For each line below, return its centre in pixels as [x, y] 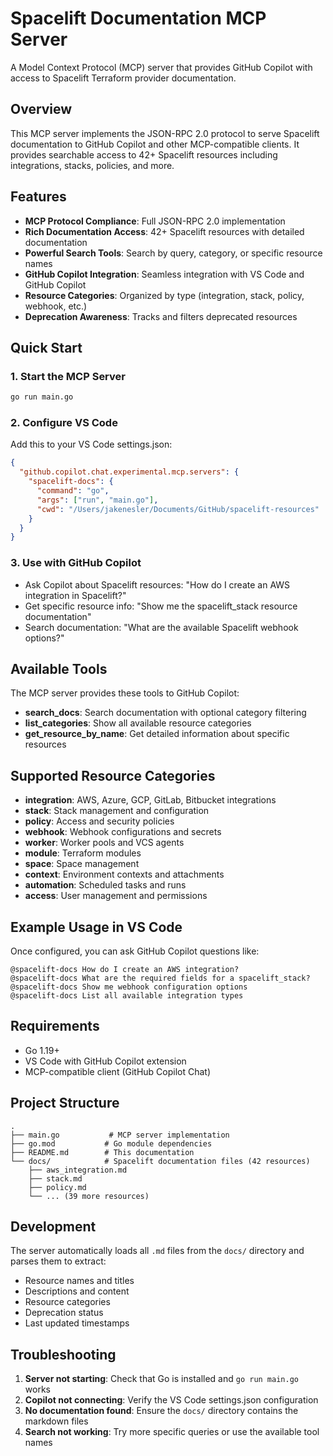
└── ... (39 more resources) [89, 1196]
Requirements [55, 1026]
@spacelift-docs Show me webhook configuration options [129, 987]
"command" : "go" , [73, 491]
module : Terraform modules [83, 853]
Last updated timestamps [77, 1323]
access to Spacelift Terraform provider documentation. [123, 78]
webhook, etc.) [56, 306]
